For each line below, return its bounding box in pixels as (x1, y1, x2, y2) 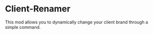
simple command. (5, 24, 41, 30)
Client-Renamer (5, 3, 70, 14)
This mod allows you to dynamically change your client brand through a (5, 19, 148, 25)
